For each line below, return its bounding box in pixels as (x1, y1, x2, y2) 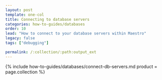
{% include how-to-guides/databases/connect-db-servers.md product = (5, 63, 157, 69)
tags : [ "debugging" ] (5, 41, 49, 46)
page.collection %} (5, 69, 45, 75)
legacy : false (5, 36, 36, 41)
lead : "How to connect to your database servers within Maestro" (5, 31, 146, 36)
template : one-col (5, 12, 44, 17)
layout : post (5, 7, 33, 13)
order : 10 (5, 26, 26, 31)
